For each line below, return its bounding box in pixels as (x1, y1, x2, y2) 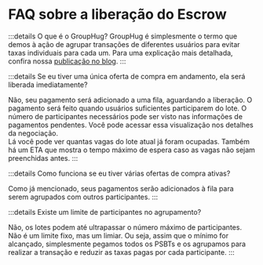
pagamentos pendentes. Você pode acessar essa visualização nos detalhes (8, 120, 254, 129)
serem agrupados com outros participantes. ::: (8, 192, 159, 201)
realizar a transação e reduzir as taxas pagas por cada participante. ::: (8, 247, 235, 256)
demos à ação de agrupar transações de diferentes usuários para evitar (8, 39, 241, 49)
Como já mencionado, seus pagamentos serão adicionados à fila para (8, 183, 234, 193)
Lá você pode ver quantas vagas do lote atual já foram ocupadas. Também (8, 136, 250, 146)
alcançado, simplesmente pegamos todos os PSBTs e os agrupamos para (8, 239, 246, 249)
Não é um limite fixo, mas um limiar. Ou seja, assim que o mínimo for (8, 231, 229, 240)
